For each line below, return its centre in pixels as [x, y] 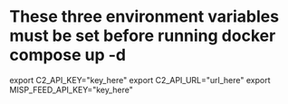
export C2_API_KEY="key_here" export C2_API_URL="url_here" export [140, 80]
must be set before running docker [143, 36]
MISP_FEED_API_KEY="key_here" [72, 90]
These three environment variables [144, 17]
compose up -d [68, 55]
